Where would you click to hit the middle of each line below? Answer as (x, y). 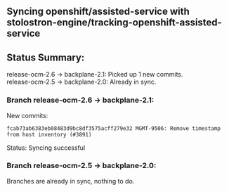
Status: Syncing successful (46, 148)
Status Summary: (46, 57)
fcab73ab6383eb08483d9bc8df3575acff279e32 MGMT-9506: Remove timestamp (113, 128)
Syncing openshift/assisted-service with (98, 12)
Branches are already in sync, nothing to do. (71, 181)
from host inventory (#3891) (49, 134)
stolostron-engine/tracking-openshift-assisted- (114, 23)
